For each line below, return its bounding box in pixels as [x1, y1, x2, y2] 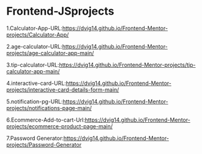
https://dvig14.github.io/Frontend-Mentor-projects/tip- [59, 61, 196, 68]
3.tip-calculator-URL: [6, 61, 59, 68]
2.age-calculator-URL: [6, 43, 62, 50]
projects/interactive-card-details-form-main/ [6, 86, 119, 93]
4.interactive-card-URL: [6, 79, 66, 87]
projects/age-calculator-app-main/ [6, 49, 94, 56]
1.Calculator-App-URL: [6, 24, 63, 32]
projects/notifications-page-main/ [6, 104, 92, 111]
